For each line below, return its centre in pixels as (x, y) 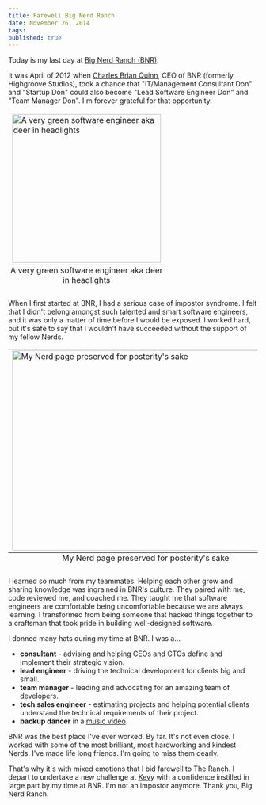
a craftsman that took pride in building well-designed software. (111, 624)
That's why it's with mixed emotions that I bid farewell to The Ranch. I (122, 769)
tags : (17, 30)
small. (29, 679)
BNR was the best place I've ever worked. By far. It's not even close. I (122, 737)
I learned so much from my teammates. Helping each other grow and (121, 581)
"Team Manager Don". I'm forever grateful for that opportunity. (110, 101)
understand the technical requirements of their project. (109, 713)
